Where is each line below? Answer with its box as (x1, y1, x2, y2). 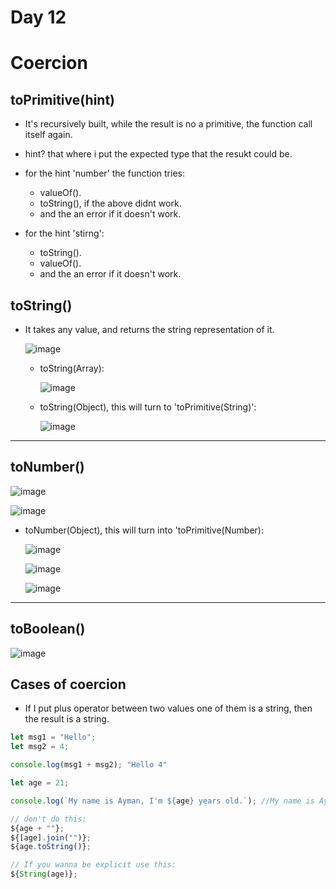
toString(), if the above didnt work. (39, 197, 182, 210)
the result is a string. (24, 713, 110, 725)
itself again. (24, 129, 73, 141)
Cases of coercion (10, 676, 127, 693)
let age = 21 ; (10, 778, 70, 788)
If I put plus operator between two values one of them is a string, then (24, 702, 313, 715)
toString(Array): (39, 362, 105, 374)
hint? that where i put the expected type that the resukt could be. (24, 148, 293, 160)
